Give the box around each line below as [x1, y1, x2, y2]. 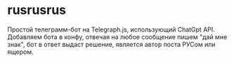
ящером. [7, 48, 34, 56]
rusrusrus [7, 2, 67, 18]
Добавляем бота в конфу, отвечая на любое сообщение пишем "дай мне [7, 32, 228, 41]
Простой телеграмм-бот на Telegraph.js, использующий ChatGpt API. [7, 25, 216, 34]
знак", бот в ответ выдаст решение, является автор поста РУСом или [7, 40, 216, 48]
